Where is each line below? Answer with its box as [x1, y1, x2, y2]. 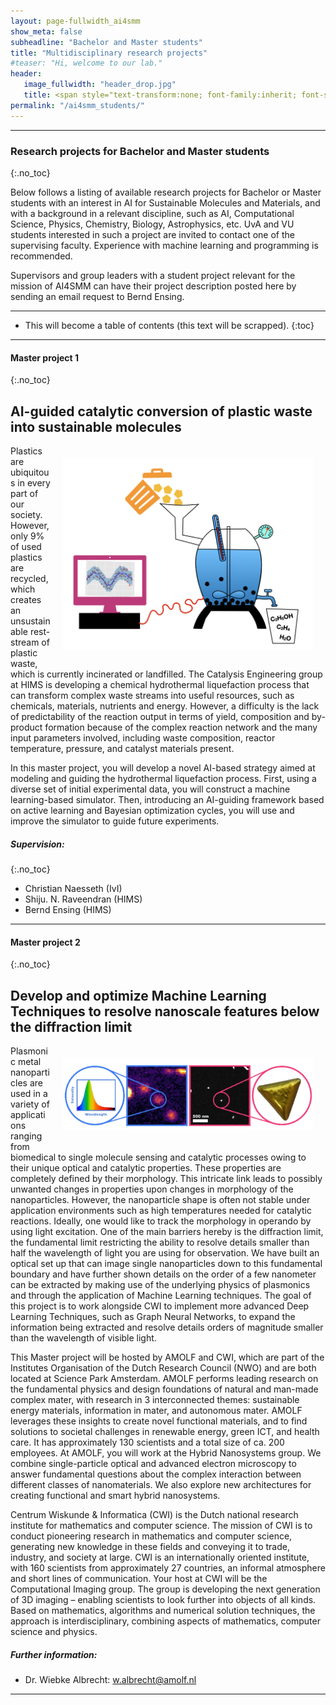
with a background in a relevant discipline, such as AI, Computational [10, 207, 295, 219]
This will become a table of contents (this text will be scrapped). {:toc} [24, 319, 315, 331]
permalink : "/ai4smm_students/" [10, 100, 145, 110]
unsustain [10, 615, 51, 627]
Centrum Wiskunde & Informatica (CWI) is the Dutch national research [10, 1508, 299, 1520]
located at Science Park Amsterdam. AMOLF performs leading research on [10, 1372, 319, 1384]
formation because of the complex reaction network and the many [44, 721, 318, 733]
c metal [10, 1055, 42, 1067]
